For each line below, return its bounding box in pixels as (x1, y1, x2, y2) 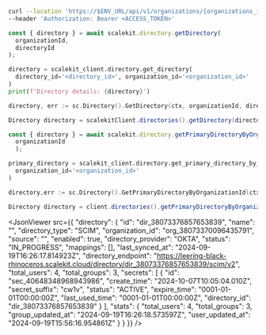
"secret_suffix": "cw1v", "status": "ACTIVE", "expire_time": (8, 284, 197, 294)
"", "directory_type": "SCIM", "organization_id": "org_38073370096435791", (8, 226, 255, 235)
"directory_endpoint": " (82, 250, 158, 261)
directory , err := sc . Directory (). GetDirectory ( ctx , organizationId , (8, 101, 243, 110)
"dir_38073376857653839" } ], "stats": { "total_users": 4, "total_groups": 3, (8, 301, 253, 310)
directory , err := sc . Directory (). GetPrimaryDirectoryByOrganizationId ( (8, 188, 249, 196)
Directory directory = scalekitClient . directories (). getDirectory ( (8, 116, 236, 124)
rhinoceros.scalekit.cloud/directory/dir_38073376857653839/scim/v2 (8, 259, 236, 268)
